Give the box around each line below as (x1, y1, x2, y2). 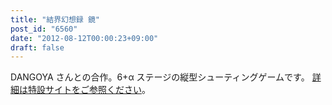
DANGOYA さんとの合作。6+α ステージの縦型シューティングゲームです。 (10, 71, 310, 83)
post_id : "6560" (10, 24, 78, 34)
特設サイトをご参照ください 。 (27, 84, 151, 96)
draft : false (10, 42, 65, 53)
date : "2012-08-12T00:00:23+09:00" (10, 33, 159, 43)
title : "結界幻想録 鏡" (10, 14, 100, 25)
